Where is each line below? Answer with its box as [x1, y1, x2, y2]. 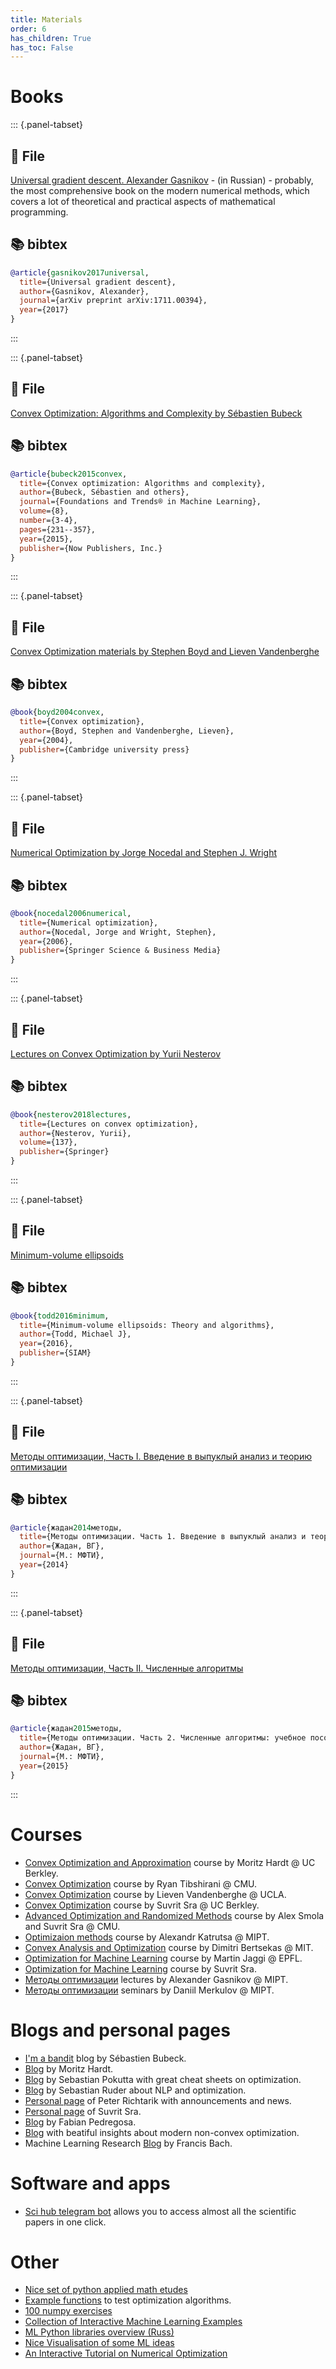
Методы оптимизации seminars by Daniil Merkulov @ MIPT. [24, 1984, 275, 1996]
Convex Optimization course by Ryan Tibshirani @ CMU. [24, 1877, 258, 1890]
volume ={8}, [19, 506, 70, 516]
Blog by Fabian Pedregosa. [24, 2116, 137, 2128]
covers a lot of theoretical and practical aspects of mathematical [10, 196, 276, 207]
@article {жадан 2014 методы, [10, 1522, 123, 1533]
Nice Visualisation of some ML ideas [24, 2337, 175, 2349]
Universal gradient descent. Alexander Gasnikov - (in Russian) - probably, [10, 174, 314, 186]
